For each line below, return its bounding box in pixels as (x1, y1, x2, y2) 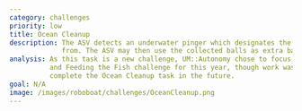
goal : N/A (9, 80, 47, 89)
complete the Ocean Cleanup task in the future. (49, 72, 235, 81)
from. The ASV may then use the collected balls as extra (61, 47, 283, 55)
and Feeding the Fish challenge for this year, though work (49, 64, 280, 73)
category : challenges (9, 13, 91, 22)
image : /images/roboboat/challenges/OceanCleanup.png (9, 88, 216, 97)
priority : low (9, 21, 63, 30)
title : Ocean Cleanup (9, 30, 91, 38)
